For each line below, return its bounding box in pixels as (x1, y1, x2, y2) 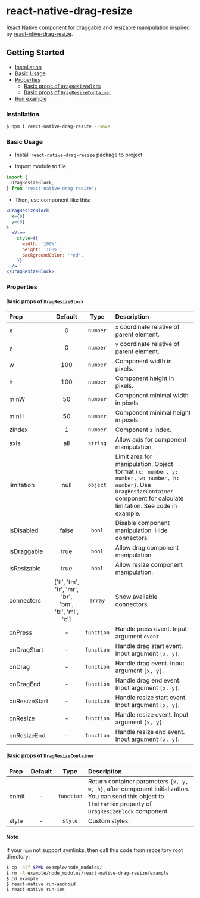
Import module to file (14, 163, 67, 170)
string (88, 440, 107, 447)
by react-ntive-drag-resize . (6, 30, 73, 37)
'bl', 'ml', (54, 607, 79, 616)
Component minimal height (115, 409, 191, 417)
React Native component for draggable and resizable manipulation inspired (6, 24, 190, 31)
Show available (115, 593, 158, 601)
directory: (6, 853, 30, 860)
